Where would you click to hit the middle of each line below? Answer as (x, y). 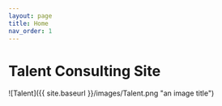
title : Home (28, 23)
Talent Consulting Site (85, 71)
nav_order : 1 (30, 31)
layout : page (30, 16)
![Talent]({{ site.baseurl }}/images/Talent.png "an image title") (111, 93)
